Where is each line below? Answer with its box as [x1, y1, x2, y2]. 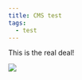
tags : [8, 19, 26, 27]
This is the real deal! [8, 48, 75, 58]
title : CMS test [8, 11, 62, 20]
